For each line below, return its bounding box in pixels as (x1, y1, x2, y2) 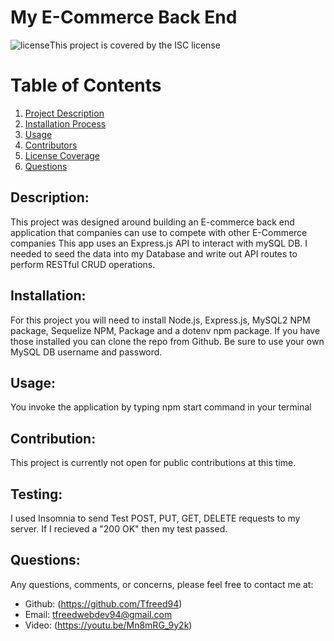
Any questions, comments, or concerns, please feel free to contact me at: (10, 578, 314, 590)
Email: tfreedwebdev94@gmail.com (24, 608, 173, 620)
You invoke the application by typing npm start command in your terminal (10, 401, 312, 413)
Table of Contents (10, 74, 162, 97)
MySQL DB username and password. (10, 346, 163, 358)
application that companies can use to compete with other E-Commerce (10, 226, 308, 238)
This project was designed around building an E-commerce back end (10, 216, 295, 228)
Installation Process (24, 117, 107, 130)
